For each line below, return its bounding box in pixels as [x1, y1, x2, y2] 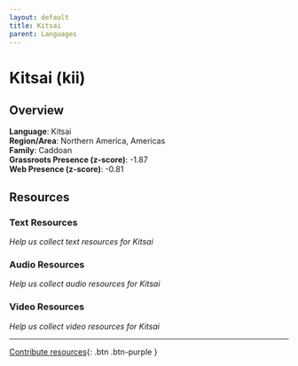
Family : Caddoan [9, 145, 73, 156]
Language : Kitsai [9, 126, 72, 137]
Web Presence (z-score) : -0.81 [9, 164, 124, 175]
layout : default [9, 12, 69, 22]
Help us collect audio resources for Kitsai [9, 278, 161, 289]
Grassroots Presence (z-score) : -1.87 [9, 154, 148, 165]
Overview [9, 103, 65, 118]
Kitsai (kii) [9, 67, 86, 88]
